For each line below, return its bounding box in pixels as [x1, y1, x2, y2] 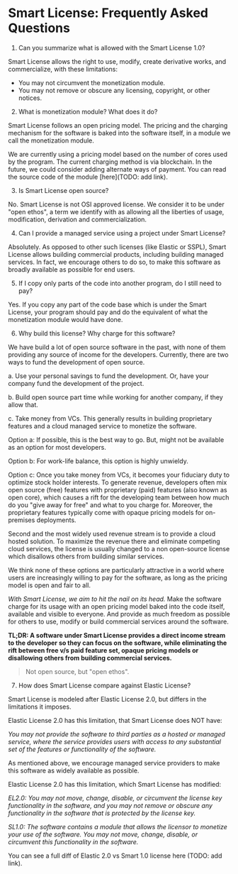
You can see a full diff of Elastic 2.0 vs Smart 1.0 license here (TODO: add [8, 851, 222, 860]
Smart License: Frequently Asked [8, 5, 208, 21]
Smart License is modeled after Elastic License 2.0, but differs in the [8, 695, 207, 703]
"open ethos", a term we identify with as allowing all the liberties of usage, [8, 207, 225, 216]
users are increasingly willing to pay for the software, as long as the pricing [8, 573, 227, 582]
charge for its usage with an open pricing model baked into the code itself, [8, 602, 225, 611]
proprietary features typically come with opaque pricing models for [8, 508, 204, 516]
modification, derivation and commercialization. [8, 215, 147, 223]
